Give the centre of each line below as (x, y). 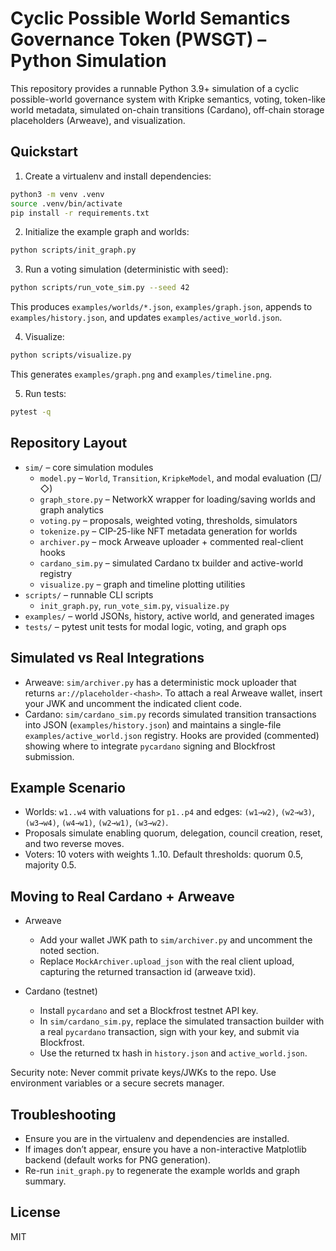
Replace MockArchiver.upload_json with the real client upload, (167, 961)
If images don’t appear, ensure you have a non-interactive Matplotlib (165, 1149)
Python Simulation (88, 61)
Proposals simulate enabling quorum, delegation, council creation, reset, (173, 833)
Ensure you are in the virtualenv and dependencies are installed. (157, 1138)
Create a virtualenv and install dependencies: (118, 176)
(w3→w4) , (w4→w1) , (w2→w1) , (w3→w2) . (96, 823)
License (35, 1212)
